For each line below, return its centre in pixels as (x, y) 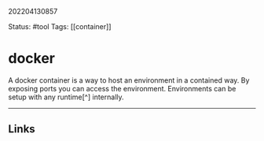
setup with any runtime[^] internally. (66, 97)
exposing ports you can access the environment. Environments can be (122, 88)
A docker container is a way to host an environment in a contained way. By (129, 80)
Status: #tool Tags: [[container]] (60, 26)
